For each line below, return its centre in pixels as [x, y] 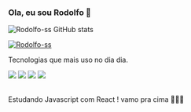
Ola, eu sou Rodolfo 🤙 [50, 13]
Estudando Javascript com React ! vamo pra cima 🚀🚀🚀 [96, 99]
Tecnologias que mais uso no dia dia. [68, 60]
